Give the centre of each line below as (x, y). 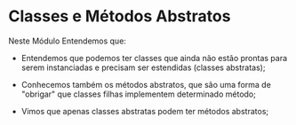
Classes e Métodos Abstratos (120, 16)
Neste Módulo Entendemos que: (67, 41)
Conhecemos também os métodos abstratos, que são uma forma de (146, 84)
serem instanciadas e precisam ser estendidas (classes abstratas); (143, 67)
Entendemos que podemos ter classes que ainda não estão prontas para (154, 58)
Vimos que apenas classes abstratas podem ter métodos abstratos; (144, 111)
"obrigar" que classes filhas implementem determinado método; (139, 94)
